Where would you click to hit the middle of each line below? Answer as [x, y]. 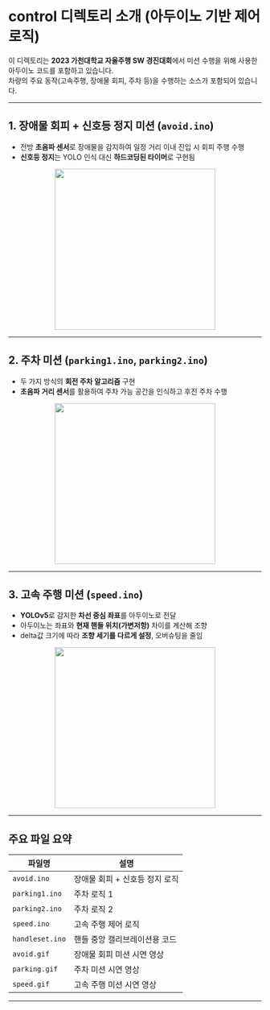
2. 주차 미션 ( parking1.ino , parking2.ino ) [108, 360]
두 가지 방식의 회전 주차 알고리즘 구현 [78, 381]
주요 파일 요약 [40, 839]
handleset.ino [39, 939]
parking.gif [35, 969]
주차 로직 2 [94, 909]
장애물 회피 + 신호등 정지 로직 [126, 880]
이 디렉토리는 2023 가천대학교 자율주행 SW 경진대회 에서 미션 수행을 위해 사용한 [133, 60]
